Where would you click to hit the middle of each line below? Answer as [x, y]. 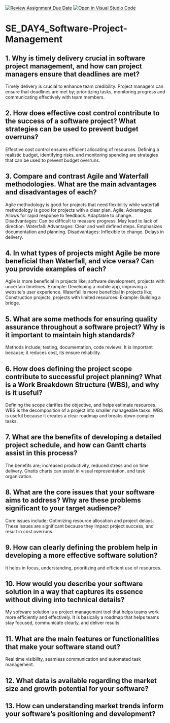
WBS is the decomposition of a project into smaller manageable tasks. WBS [84, 410]
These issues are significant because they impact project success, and [79, 526]
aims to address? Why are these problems [73, 500]
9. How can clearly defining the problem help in [81, 548]
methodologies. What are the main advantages [81, 184]
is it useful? [24, 393]
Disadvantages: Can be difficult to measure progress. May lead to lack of [82, 221]
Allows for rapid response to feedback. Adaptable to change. [69, 215]
